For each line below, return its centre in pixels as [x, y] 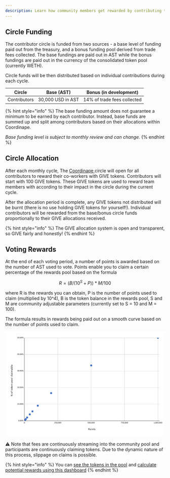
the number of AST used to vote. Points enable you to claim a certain [77, 267]
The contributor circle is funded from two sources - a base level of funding [83, 44]
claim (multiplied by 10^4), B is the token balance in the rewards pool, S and [84, 298]
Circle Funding [29, 32]
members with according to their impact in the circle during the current [79, 187]
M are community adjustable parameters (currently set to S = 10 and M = [81, 304]
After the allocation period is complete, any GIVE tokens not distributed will [83, 202]
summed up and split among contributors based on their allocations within [83, 121]
